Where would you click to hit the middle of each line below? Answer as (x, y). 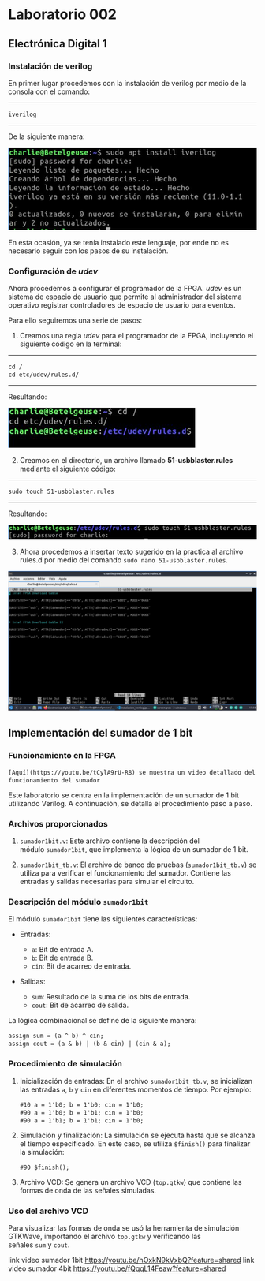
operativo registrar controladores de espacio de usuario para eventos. (122, 305)
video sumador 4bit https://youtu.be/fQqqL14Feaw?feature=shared (117, 1268)
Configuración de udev (53, 271)
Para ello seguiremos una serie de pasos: (75, 320)
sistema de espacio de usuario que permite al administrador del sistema (125, 297)
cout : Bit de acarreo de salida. (80, 1005)
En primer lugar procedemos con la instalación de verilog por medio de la (127, 83)
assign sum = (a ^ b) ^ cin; (56, 1036)
